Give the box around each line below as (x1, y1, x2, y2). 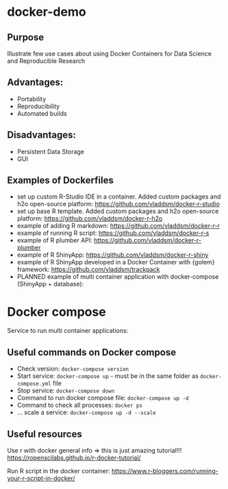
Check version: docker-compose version (16, 364, 129, 373)
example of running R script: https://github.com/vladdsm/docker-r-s (16, 229, 210, 237)
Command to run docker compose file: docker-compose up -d (16, 394, 190, 402)
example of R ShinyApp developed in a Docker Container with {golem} (16, 258, 215, 266)
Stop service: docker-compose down (16, 386, 115, 394)
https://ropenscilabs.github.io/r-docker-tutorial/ (7, 453, 142, 462)
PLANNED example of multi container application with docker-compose (16, 273, 219, 281)
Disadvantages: (7, 129, 77, 141)
